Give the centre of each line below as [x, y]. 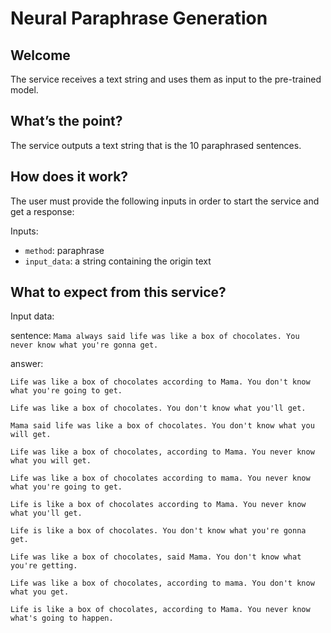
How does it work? [69, 177]
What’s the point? [66, 121]
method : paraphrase [64, 250]
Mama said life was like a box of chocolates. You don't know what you [162, 426]
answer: [27, 364]
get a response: [42, 211]
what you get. [40, 592]
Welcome [40, 55]
